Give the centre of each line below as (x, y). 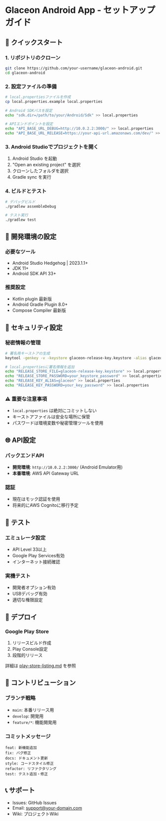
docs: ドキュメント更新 (27, 758)
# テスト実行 (17, 215)
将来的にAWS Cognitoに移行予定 (45, 505)
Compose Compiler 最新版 (39, 310)
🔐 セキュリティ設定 (34, 327)
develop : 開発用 (28, 716)
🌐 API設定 (21, 440)
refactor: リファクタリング (31, 769)
